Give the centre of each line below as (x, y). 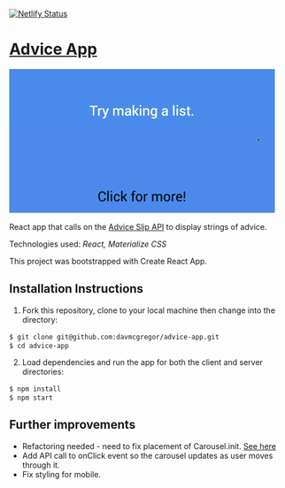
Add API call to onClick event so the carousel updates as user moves (147, 455)
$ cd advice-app (39, 346)
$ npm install (35, 389)
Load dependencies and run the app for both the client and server (142, 362)
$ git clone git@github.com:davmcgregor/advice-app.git (114, 337)
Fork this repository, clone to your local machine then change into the (149, 310)
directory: (40, 319)
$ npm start (31, 398)
